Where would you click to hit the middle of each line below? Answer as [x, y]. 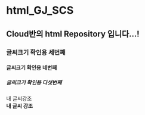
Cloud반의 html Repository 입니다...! [73, 34]
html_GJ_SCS [40, 10]
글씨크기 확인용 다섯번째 [34, 82]
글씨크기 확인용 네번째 [32, 68]
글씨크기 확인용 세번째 [36, 52]
